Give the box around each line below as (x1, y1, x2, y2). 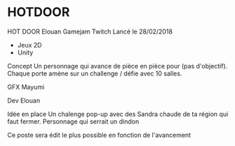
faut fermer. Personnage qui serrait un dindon (7, 117, 140, 126)
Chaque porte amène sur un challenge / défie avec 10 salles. (7, 69, 182, 78)
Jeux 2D (17, 41, 42, 49)
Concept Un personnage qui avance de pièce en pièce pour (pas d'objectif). (7, 61, 228, 70)
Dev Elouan (7, 96, 41, 105)
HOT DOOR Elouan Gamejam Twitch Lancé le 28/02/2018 (7, 27, 173, 36)
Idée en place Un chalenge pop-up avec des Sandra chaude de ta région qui (7, 110, 229, 118)
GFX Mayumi (7, 82, 45, 91)
